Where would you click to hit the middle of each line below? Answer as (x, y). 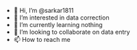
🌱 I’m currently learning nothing (58, 25)
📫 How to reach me (42, 40)
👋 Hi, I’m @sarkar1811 (43, 10)
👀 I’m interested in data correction (61, 18)
